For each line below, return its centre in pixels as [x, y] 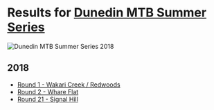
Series [26, 27]
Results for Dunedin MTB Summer [107, 13]
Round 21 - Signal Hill [47, 99]
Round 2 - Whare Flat [48, 91]
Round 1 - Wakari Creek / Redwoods [69, 85]
